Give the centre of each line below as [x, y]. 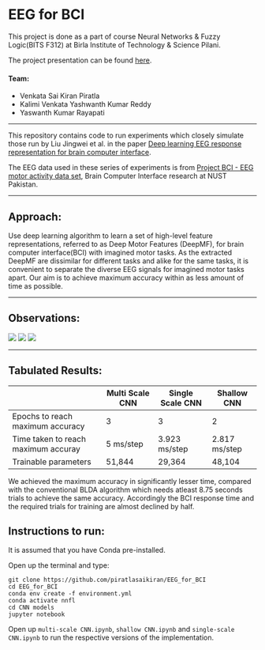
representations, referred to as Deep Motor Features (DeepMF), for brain [126, 244]
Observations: [44, 318]
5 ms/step [125, 444]
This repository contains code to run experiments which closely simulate [126, 135]
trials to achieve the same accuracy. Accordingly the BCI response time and [131, 498]
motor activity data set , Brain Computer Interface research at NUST [118, 176]
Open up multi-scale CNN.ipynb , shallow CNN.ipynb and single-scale [121, 629]
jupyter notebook [37, 614]
